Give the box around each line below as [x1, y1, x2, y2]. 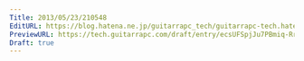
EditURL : [9, 22, 43, 30]
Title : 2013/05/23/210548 [9, 13, 107, 22]
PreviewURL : [9, 30, 54, 39]
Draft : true [9, 38, 54, 48]
